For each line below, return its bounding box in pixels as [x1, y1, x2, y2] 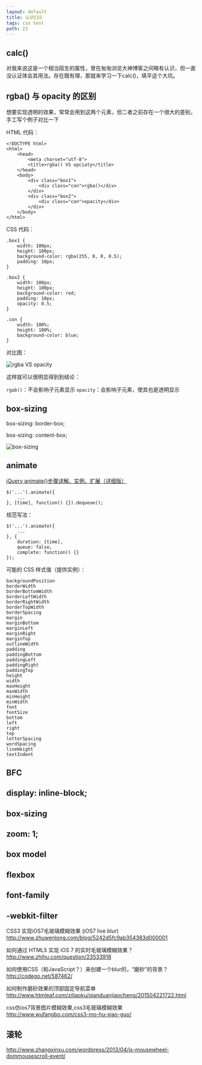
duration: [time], [17, 539, 63, 545]
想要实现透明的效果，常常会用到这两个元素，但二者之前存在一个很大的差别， [6, 108, 196, 115]
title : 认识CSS [6, 14, 43, 20]
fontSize [6, 709, 28, 715]
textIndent [6, 751, 34, 757]
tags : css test [6, 20, 44, 26]
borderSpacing [6, 609, 42, 615]
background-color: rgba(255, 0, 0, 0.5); [17, 253, 122, 259]
